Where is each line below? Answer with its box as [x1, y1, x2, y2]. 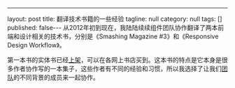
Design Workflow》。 [7, 41, 66, 49]
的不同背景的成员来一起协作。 [13, 73, 99, 81]
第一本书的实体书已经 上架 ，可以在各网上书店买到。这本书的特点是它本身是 [7, 56, 222, 64]
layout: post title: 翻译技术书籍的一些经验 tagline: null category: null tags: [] [7, 15, 222, 23]
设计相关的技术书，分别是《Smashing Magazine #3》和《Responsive [19, 32, 219, 41]
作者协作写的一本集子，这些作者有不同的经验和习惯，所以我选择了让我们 [13, 64, 222, 73]
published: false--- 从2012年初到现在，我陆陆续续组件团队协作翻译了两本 [7, 24, 218, 31]
